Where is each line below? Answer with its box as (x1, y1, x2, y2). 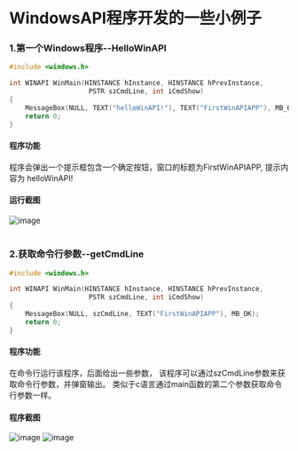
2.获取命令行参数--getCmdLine (9, 248, 145, 260)
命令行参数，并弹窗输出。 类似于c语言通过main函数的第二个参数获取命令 (16, 378, 282, 389)
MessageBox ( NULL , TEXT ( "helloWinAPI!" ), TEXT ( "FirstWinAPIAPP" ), (25, 103, 272, 112)
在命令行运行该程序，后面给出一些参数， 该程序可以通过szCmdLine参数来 (9, 368, 278, 378)
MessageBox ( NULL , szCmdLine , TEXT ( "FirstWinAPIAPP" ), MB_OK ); (25, 310, 260, 319)
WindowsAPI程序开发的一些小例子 (9, 8, 262, 28)
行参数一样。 (9, 390, 56, 400)
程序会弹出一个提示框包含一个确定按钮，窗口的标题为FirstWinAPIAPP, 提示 (9, 162, 281, 172)
